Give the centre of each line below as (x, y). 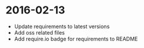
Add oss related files (39, 32)
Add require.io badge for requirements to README (76, 39)
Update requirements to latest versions (62, 26)
